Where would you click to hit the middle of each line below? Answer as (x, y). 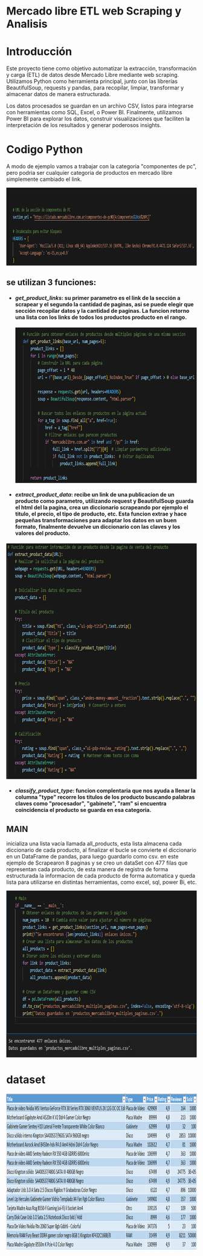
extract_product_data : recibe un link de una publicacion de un (95, 495)
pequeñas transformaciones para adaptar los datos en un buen (96, 520)
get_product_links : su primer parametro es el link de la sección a (98, 298)
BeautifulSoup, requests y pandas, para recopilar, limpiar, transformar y (95, 88)
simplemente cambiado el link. (44, 179)
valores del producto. (43, 533)
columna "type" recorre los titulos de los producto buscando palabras (105, 797)
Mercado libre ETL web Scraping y (94, 11)
